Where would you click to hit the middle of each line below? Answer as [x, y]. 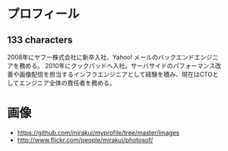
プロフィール [43, 14]
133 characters [40, 39]
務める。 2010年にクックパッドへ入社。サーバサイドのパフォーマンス [117, 66]
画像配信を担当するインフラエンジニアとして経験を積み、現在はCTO [116, 74]
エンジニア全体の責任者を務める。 [67, 83]
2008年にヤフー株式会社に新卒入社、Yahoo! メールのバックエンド [101, 57]
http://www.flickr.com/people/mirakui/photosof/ [85, 140]
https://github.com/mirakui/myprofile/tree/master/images [98, 132]
